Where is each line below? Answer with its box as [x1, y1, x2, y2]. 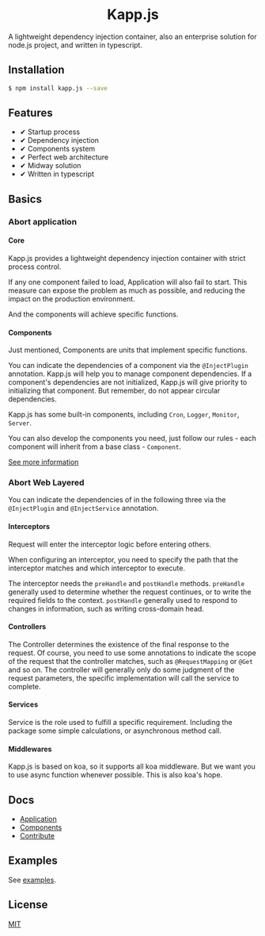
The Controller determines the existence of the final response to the [8, 639, 229, 649]
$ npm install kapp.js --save [8, 84, 108, 92]
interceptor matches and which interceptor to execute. [8, 563, 186, 573]
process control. [8, 262, 62, 271]
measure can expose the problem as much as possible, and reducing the [8, 286, 245, 295]
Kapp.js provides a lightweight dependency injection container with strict [8, 253, 246, 263]
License [8, 898, 48, 911]
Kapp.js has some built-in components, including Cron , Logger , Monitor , [8, 410, 240, 420]
